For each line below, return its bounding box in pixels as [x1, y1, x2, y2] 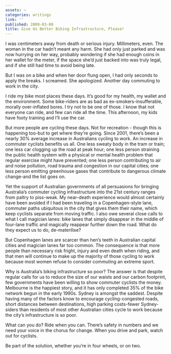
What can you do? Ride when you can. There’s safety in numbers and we [5, 322, 159, 328]
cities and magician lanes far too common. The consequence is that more [5, 242, 160, 249]
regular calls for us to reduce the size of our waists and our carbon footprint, [5, 274, 166, 280]
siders [5, 306, 19, 313]
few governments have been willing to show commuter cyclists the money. [5, 279, 162, 285]
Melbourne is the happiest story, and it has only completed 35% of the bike [5, 285, 164, 291]
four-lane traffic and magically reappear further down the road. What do [5, 222, 157, 228]
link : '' [5, 17, 24, 22]
